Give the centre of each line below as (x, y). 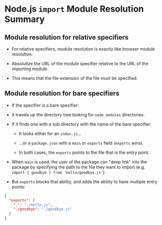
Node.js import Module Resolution (74, 9)
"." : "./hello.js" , (33, 205)
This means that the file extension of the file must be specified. (74, 78)
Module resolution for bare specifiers (62, 94)
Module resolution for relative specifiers (67, 37)
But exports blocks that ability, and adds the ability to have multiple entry (84, 182)
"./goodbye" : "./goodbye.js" (43, 209)
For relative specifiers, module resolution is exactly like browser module (83, 49)
